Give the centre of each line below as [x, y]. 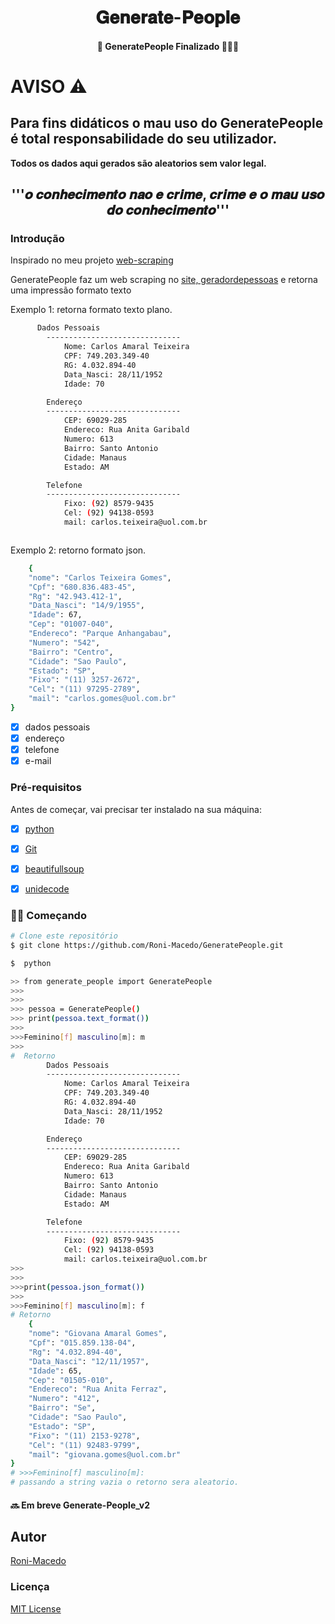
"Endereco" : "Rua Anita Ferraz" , [98, 1389]
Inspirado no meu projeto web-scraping [92, 260]
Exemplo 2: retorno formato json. [78, 550]
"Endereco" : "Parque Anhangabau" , [100, 634]
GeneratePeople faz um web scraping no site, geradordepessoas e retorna [164, 280]
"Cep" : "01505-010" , [71, 1380]
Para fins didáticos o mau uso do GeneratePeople [167, 123]
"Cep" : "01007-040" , [71, 624]
